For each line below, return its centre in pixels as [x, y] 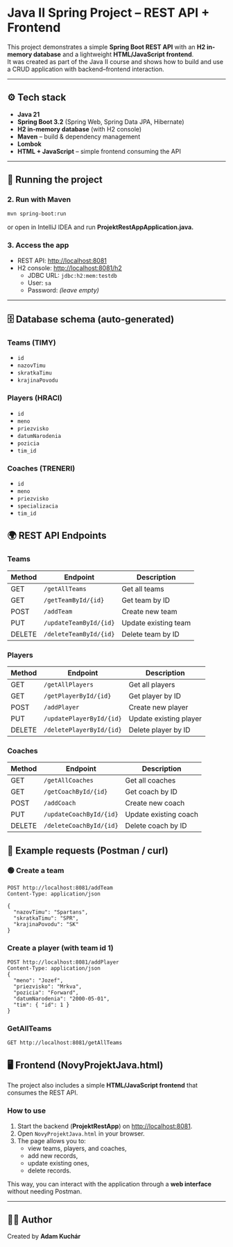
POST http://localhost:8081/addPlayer [63, 962]
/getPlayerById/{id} [78, 696]
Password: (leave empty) [63, 290]
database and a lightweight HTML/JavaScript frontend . [114, 54]
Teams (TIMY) [32, 343]
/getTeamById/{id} [74, 600]
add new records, [53, 1155]
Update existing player [165, 719]
